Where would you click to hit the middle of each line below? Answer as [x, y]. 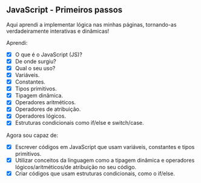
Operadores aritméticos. [45, 102]
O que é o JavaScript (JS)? [49, 55]
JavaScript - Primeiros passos [64, 10]
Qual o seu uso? [35, 68]
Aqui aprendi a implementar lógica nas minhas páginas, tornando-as [91, 24]
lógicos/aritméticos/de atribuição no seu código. [76, 167]
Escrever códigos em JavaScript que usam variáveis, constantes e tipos [105, 147]
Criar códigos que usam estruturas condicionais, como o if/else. [95, 173]
